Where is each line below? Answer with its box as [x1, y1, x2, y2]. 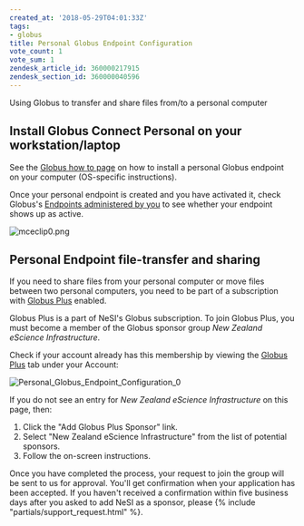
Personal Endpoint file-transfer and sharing [9, 251, 261, 268]
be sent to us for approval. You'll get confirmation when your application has [9, 478, 296, 489]
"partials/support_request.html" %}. [9, 507, 143, 518]
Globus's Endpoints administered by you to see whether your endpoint [9, 199, 273, 209]
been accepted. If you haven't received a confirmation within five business [9, 487, 289, 499]
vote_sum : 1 [9, 55, 54, 64]
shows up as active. [9, 208, 84, 219]
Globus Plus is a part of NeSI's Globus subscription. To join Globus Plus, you [9, 313, 295, 324]
